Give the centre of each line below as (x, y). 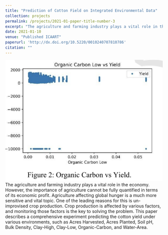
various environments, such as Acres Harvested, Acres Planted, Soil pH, (79, 222)
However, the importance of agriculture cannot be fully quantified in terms (82, 190)
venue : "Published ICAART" (33, 37)
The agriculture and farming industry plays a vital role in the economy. (77, 184)
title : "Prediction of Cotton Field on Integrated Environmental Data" (81, 11)
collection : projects (28, 16)
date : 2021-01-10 (23, 32)
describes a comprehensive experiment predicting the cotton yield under (80, 216)
